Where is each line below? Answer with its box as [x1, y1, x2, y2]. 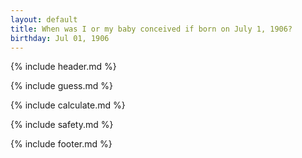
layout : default [10, 14, 78, 25]
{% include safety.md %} [10, 119, 114, 131]
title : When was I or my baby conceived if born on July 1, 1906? [10, 24, 293, 34]
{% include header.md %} [10, 61, 117, 73]
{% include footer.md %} [10, 138, 113, 150]
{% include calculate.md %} [10, 99, 126, 111]
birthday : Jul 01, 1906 [10, 33, 110, 43]
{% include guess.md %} [10, 80, 113, 92]
